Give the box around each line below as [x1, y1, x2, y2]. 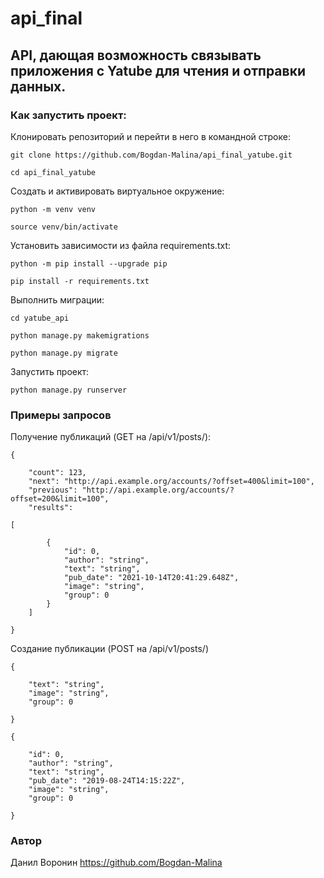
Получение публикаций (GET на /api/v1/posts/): [10, 431, 212, 443]
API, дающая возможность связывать [10, 47, 262, 64]
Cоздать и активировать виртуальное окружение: [10, 185, 225, 197]
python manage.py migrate [10, 348, 118, 358]
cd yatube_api [10, 313, 70, 323]
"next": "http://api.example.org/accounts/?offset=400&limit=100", [28, 477, 315, 487]
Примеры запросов [10, 408, 112, 422]
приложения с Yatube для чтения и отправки [10, 62, 306, 79]
